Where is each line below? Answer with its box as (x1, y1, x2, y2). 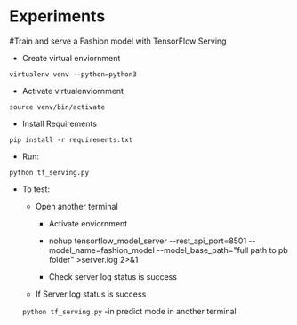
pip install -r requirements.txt (9, 135, 133, 144)
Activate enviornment (48, 218, 128, 228)
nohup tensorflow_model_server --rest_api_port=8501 (48, 235, 247, 246)
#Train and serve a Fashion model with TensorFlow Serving (9, 36, 227, 46)
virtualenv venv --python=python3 (9, 69, 138, 79)
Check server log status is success (48, 271, 178, 281)
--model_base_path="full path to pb (156, 244, 289, 255)
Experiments (9, 6, 106, 27)
